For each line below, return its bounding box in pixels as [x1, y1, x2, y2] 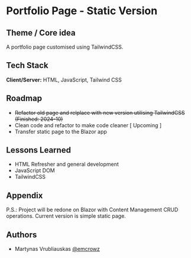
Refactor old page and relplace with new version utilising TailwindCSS [14, 109, 185, 116]
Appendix [6, 191, 43, 201]
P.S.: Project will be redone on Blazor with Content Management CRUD [6, 206, 179, 214]
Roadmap [6, 93, 43, 104]
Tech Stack [6, 60, 48, 70]
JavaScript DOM [14, 167, 55, 174]
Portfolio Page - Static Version [6, 4, 158, 18]
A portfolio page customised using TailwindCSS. [6, 43, 124, 50]
